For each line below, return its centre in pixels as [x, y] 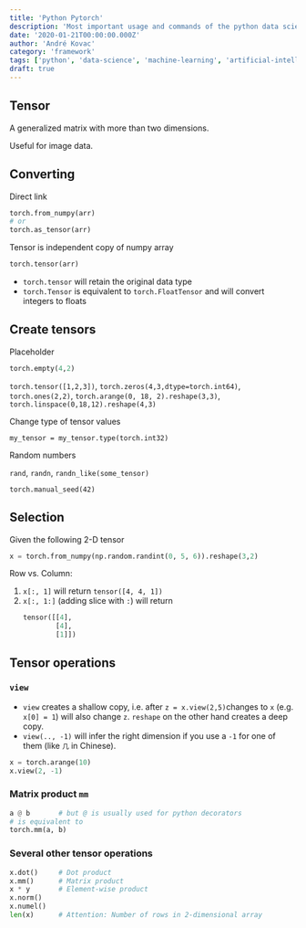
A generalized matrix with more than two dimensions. [109, 128]
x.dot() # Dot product [61, 872]
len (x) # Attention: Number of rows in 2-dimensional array [136, 915]
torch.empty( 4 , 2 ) [42, 368]
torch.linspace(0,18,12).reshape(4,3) [83, 404]
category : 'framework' [52, 52]
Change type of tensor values [65, 421]
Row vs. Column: [41, 574]
